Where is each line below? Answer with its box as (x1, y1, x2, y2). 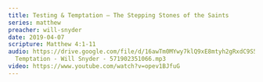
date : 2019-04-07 (8, 33, 65, 41)
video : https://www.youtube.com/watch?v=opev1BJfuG (8, 62, 180, 70)
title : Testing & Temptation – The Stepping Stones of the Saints (8, 11, 229, 20)
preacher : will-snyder (8, 26, 82, 34)
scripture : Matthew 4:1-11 (8, 41, 96, 48)
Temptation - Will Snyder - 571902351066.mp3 (15, 55, 167, 63)
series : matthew (8, 19, 61, 27)
